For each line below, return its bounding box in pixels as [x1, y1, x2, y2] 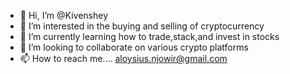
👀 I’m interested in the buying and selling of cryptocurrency [19, 20, 265, 32]
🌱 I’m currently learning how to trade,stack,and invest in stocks [19, 31, 280, 42]
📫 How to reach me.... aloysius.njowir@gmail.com [19, 53, 228, 64]
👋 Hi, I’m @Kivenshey [19, 10, 108, 21]
